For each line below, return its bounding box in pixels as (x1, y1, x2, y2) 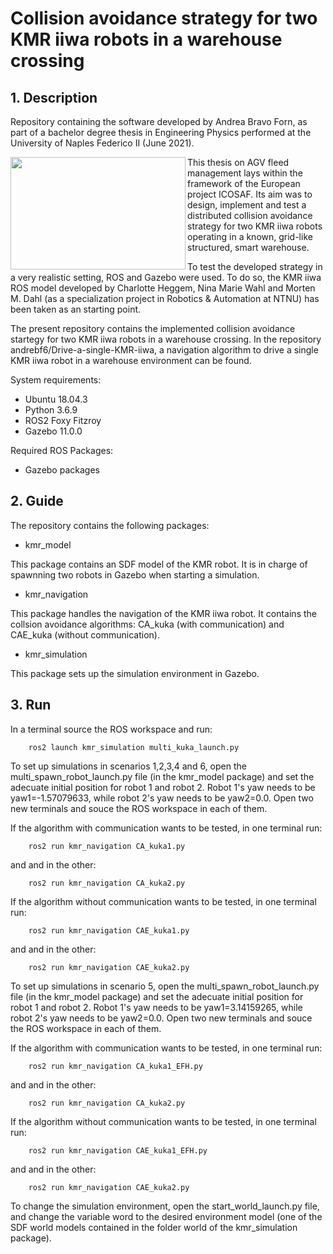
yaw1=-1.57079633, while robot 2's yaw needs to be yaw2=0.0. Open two (10, 792, 314, 804)
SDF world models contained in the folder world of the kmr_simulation (10, 1221, 298, 1233)
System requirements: (10, 374, 102, 386)
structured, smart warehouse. (187, 242, 310, 253)
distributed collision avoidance (187, 210, 313, 221)
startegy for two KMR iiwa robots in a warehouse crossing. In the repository (10, 333, 322, 345)
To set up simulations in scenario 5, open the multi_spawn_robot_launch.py (10, 980, 320, 992)
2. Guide (10, 493, 64, 510)
